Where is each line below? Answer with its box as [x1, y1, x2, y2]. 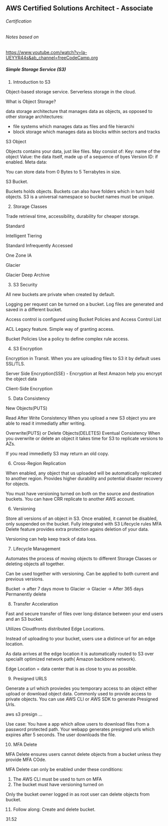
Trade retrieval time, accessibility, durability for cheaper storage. [6, 213, 140, 219]
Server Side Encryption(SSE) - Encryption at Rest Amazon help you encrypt [6, 371, 162, 377]
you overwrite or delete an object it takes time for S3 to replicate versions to [6, 436, 163, 442]
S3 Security [13, 282, 38, 288]
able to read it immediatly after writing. [6, 421, 86, 427]
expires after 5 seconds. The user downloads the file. [6, 732, 116, 738]
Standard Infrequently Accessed [6, 243, 73, 249]
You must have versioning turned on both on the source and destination [6, 491, 154, 497]
